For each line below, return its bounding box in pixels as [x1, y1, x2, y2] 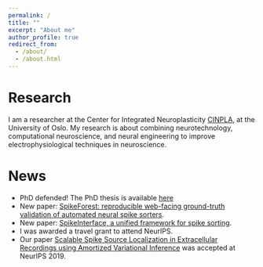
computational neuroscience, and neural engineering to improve [8, 131, 216, 141]
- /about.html [15, 56, 61, 63]
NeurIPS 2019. [19, 251, 67, 261]
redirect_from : [8, 41, 58, 49]
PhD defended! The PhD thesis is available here [19, 193, 174, 202]
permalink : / [8, 11, 51, 20]
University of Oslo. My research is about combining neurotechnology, [8, 123, 233, 132]
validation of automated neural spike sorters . [19, 209, 165, 219]
